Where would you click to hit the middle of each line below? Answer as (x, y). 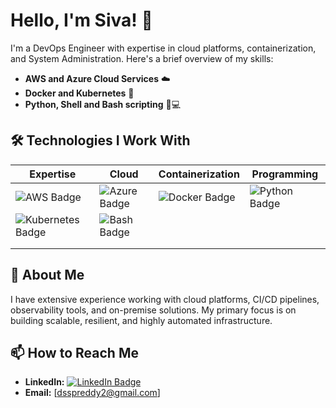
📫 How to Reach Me (74, 352)
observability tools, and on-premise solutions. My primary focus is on (153, 310)
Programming (285, 174)
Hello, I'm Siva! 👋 (81, 20)
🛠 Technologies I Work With (100, 140)
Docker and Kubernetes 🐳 (79, 93)
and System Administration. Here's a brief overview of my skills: (142, 58)
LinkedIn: (44, 382)
